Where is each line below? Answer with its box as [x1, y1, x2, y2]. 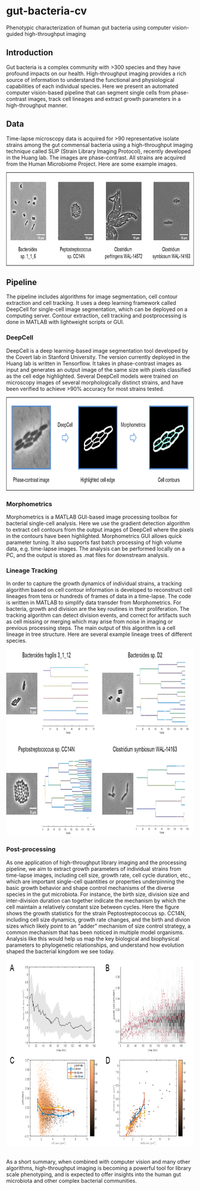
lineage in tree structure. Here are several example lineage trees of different [6, 631, 192, 638]
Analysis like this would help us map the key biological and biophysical [6, 935, 180, 942]
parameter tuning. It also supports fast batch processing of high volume [6, 539, 183, 546]
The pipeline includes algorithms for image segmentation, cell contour [6, 293, 178, 300]
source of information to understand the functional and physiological [6, 76, 174, 83]
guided [6, 30, 24, 37]
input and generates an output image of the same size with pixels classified [6, 366, 191, 373]
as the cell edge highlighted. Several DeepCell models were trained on [6, 372, 179, 380]
